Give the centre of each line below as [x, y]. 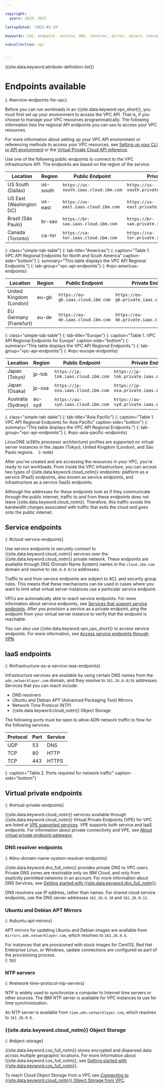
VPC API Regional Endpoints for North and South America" [64, 256]
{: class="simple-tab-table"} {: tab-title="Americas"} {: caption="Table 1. [78, 251]
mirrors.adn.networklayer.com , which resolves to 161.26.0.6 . [66, 936]
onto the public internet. [29, 512]
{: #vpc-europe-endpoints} [91, 351]
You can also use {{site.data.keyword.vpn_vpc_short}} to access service [77, 628]
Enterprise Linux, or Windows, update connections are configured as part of [81, 950]
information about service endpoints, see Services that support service [76, 603]
